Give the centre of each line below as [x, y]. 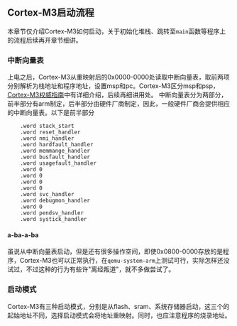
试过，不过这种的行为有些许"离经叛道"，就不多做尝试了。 [91, 269]
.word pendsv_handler [52, 213]
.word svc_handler [47, 195]
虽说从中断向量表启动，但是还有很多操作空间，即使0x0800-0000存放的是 [115, 251]
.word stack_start [47, 126]
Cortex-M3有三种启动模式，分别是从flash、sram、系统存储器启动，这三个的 [118, 306]
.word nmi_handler [47, 138]
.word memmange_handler [55, 151]
